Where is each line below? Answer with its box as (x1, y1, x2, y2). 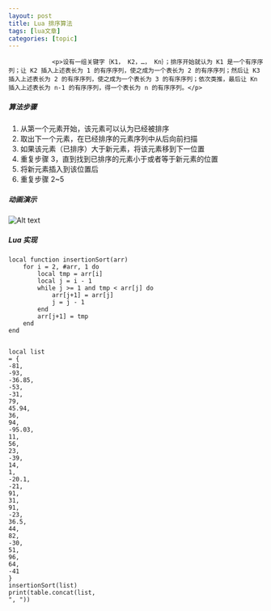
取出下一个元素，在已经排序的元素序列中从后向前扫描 (19, 134, 198, 144)
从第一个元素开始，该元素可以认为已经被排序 (19, 124, 170, 134)
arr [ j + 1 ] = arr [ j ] (51, 291, 114, 299)
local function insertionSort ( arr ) (8, 256, 129, 264)
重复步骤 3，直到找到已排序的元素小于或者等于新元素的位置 (19, 155, 218, 164)
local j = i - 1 (37, 277, 92, 286)
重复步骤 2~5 (19, 175, 65, 185)
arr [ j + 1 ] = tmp (37, 312, 89, 320)
